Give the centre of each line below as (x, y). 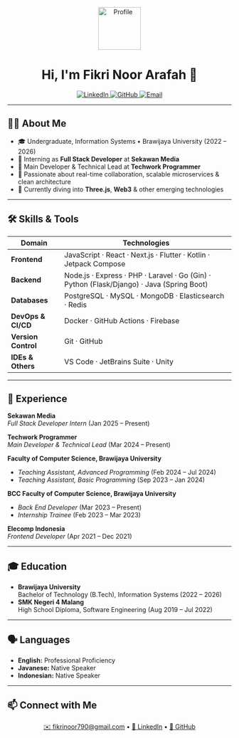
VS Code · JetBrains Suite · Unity (119, 362)
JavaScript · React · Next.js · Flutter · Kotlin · (137, 255)
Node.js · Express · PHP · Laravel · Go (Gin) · (137, 275)
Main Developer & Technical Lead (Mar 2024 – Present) (89, 445)
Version (25, 337)
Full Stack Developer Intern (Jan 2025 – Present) (79, 423)
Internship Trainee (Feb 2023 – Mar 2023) (79, 515)
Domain (34, 243)
